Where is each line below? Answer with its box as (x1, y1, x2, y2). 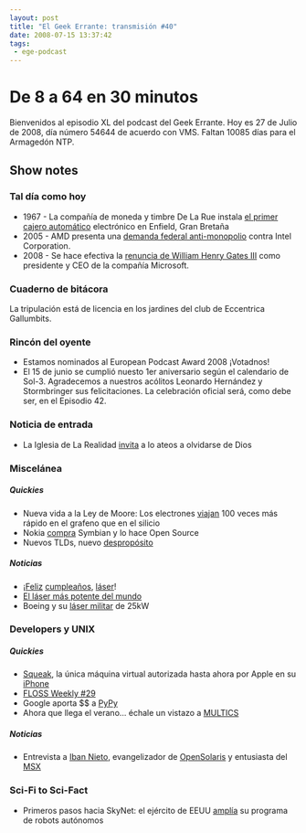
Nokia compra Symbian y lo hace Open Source (22, 527, 199, 538)
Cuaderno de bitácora (9, 283, 109, 295)
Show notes (9, 163, 79, 178)
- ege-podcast (13, 48, 68, 57)
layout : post (9, 13, 59, 23)
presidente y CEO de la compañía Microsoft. (22, 260, 190, 271)
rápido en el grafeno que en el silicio (22, 518, 161, 529)
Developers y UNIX (9, 623, 96, 635)
